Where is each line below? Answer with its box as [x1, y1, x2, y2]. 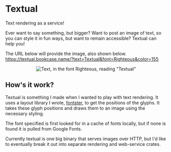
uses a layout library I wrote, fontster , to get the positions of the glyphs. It [5, 99, 160, 106]
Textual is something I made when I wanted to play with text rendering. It [5, 94, 159, 100]
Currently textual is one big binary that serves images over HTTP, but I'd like [5, 136, 166, 142]
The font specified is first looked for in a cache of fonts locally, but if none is [5, 120, 166, 126]
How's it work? [5, 81, 54, 89]
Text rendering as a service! [5, 20, 65, 26]
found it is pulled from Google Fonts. [5, 125, 82, 132]
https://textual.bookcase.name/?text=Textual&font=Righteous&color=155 [5, 56, 159, 62]
